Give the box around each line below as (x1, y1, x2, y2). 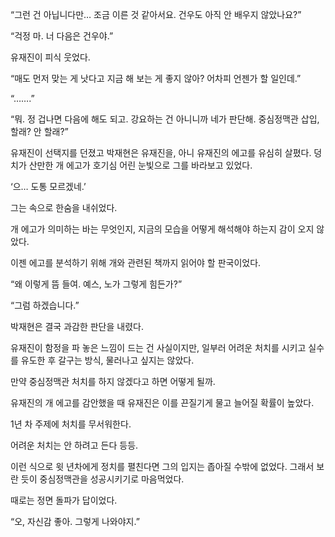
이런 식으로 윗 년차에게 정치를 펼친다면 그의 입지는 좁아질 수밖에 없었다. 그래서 (10, 461, 315, 472)
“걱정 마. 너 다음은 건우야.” (10, 30, 114, 42)
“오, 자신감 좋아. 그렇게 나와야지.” (10, 516, 140, 527)
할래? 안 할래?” (10, 126, 69, 137)
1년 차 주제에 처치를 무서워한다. (10, 418, 132, 430)
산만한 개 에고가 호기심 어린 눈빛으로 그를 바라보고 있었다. (28, 159, 253, 171)
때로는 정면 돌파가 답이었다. (10, 494, 118, 506)
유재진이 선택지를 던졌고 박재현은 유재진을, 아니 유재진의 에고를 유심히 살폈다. (10, 147, 312, 158)
